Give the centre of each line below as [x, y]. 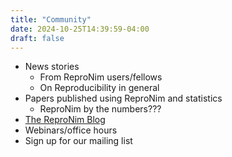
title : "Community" [51, 19]
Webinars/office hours [71, 130]
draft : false [37, 38]
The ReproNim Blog [65, 120]
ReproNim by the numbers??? [100, 109]
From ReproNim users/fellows [101, 77]
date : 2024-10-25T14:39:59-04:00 [80, 29]
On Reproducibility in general [99, 88]
